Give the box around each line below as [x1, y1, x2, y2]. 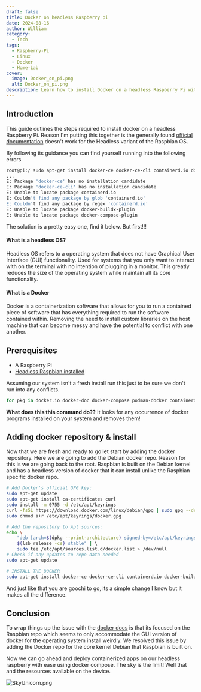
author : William [6, 25, 47, 32]
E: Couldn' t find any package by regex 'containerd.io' [6, 200, 148, 207]
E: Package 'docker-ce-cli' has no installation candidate [6, 184, 157, 190]
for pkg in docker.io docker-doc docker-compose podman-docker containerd [6, 397, 197, 403]
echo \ [6, 529, 23, 535]
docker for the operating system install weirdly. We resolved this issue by [6, 637, 187, 644]
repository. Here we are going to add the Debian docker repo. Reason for [6, 454, 186, 462]
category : [6, 31, 31, 37]
